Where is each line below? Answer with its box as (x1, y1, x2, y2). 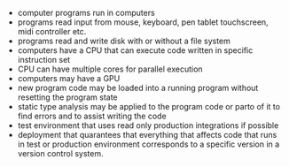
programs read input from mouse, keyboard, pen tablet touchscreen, (17, 17, 269, 27)
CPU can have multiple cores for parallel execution (17, 64, 203, 74)
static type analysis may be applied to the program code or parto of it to (17, 102, 281, 111)
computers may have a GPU (17, 73, 121, 83)
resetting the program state (17, 92, 118, 102)
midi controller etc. (17, 27, 87, 36)
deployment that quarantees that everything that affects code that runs (17, 130, 277, 140)
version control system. (17, 148, 104, 158)
